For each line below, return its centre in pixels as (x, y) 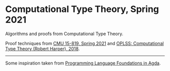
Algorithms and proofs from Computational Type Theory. (64, 33)
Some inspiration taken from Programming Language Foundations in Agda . (83, 63)
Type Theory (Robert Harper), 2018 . (42, 48)
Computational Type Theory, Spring (82, 9)
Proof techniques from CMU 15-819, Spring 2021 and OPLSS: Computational (84, 43)
